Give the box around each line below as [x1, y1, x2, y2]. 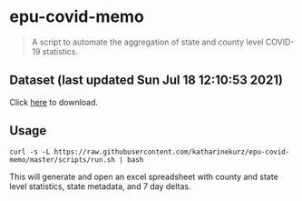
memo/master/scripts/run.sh [9, 155, 116, 165]
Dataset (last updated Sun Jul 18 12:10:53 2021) [9, 73, 284, 88]
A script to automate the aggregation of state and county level [31, 36, 264, 47]
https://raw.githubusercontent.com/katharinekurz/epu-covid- [54, 147, 290, 156]
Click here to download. [9, 96, 98, 107]
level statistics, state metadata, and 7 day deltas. [9, 180, 192, 192]
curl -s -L [9, 147, 51, 156]
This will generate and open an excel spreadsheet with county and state [9, 171, 278, 182]
